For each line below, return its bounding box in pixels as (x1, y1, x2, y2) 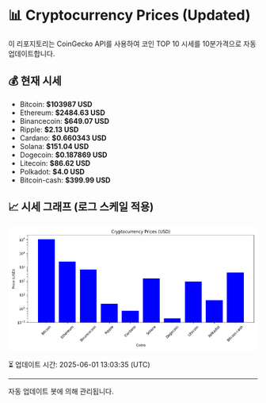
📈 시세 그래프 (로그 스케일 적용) (8, 200, 154, 214)
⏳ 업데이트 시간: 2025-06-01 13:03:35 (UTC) (8, 359, 150, 369)
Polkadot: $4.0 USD (19, 167, 85, 176)
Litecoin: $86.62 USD (19, 158, 91, 167)
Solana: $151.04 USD (19, 141, 89, 151)
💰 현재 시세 (8, 75, 62, 88)
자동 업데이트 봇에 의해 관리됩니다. (8, 386, 114, 396)
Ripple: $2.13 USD (19, 125, 79, 134)
